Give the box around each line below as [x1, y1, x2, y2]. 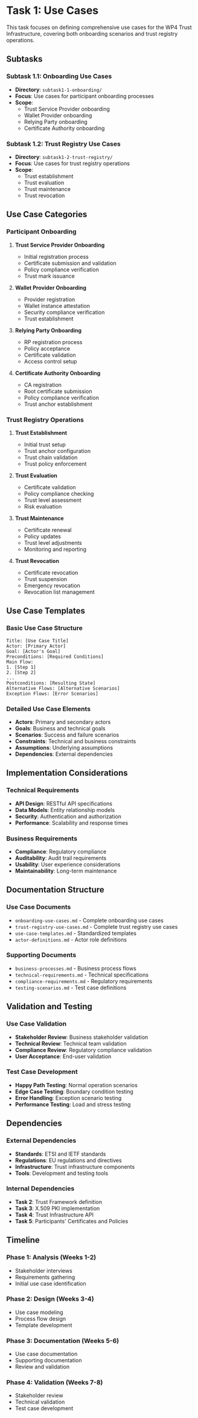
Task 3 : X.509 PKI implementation [14, 1205, 100, 1212]
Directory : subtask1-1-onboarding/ [14, 86, 103, 93]
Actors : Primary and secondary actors [14, 718, 111, 726]
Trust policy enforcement [24, 460, 87, 467]
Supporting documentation [14, 1357, 82, 1364]
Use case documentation [14, 1350, 78, 1358]
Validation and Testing [6, 1001, 92, 1012]
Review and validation [14, 1363, 70, 1370]
